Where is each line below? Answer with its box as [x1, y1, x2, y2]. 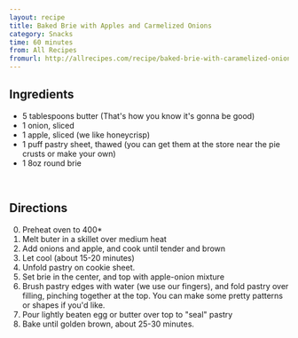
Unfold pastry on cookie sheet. [21, 262, 136, 272]
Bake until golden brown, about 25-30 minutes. [21, 318, 195, 329]
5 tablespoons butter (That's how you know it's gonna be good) [21, 110, 255, 121]
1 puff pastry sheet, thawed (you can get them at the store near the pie [21, 138, 281, 149]
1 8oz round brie [21, 157, 82, 169]
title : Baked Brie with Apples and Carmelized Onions [9, 21, 213, 30]
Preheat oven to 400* [21, 224, 103, 235]
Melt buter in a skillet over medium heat [21, 233, 167, 244]
